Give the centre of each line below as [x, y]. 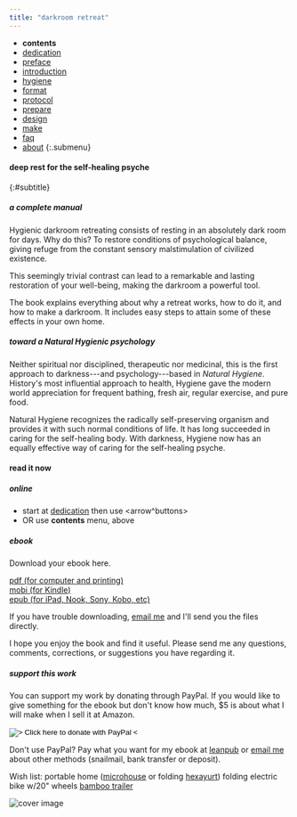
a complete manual [46, 208]
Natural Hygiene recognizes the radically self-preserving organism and [139, 419]
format [34, 90]
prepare [36, 109]
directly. [24, 626]
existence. [28, 258]
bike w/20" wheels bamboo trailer [71, 786]
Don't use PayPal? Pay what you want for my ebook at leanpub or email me [147, 750]
